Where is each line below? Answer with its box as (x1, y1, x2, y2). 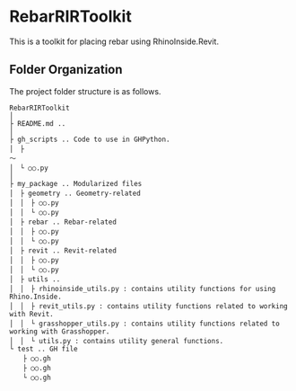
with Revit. (9, 309, 54, 318)
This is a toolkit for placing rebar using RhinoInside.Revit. (9, 36, 220, 47)
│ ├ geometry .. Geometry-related (9, 189, 141, 198)
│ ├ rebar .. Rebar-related (9, 218, 117, 227)
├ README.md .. (9, 119, 66, 128)
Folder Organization (9, 62, 123, 77)
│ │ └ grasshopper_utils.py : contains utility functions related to (9, 319, 280, 328)
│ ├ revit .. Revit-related (9, 245, 117, 255)
